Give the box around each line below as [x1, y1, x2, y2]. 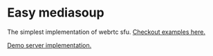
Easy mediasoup [7, 5, 105, 21]
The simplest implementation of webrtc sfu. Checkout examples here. [7, 28, 206, 36]
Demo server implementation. [7, 41, 92, 49]
